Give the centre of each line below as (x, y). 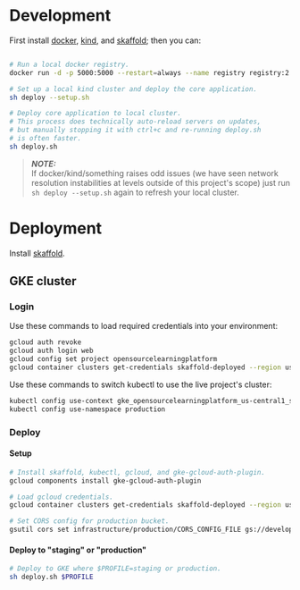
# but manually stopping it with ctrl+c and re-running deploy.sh (135, 131)
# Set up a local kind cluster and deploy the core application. (133, 89)
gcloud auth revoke (46, 342)
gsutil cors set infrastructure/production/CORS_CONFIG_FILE (125, 530)
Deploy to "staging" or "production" (78, 550)
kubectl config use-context (62, 400)
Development (60, 16)
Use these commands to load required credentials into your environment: (144, 326)
